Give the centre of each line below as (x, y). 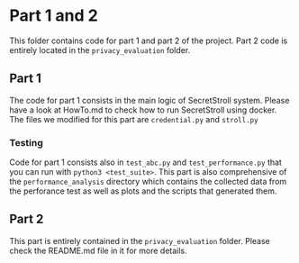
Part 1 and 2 (54, 16)
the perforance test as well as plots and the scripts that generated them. (143, 191)
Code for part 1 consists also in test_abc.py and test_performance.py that (145, 162)
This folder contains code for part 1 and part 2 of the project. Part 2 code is (149, 41)
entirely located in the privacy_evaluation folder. (100, 50)
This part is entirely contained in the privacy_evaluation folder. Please (140, 240)
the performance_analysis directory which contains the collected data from (148, 182)
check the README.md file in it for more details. (98, 250)
